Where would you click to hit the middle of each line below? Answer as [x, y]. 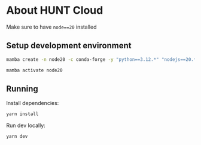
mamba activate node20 [34, 70]
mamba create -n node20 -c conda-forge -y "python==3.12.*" [83, 59]
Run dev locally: [26, 125]
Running [22, 89]
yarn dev [17, 137]
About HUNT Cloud [55, 10]
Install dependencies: [33, 103]
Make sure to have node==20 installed [51, 27]
